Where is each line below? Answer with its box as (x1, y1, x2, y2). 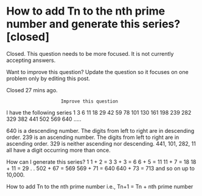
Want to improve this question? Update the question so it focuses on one (6, 68, 189, 75)
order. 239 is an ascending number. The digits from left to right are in (6, 133, 179, 141)
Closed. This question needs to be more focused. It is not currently (6, 50, 174, 57)
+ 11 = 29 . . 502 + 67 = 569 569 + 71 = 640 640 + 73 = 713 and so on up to (6, 164, 195, 172)
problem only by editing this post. (6, 75, 90, 82)
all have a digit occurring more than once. (6, 146, 111, 154)
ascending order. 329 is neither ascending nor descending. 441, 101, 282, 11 (6, 140, 196, 147)
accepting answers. (6, 56, 56, 64)
